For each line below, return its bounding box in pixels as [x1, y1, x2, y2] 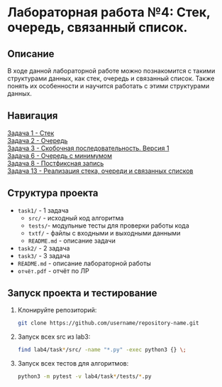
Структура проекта [7, 187, 99, 199]
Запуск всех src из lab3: [17, 332, 91, 341]
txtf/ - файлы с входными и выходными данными [28, 228, 181, 237]
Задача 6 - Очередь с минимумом [7, 151, 112, 160]
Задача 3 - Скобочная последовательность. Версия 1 [7, 144, 170, 152]
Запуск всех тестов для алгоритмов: [17, 359, 129, 368]
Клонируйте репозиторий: [17, 306, 97, 314]
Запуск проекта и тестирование [7, 287, 157, 299]
